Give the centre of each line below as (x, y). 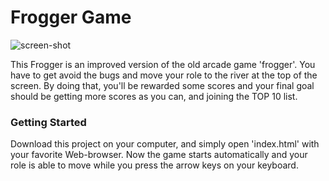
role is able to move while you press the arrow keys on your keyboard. (154, 165)
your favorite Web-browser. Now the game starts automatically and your (159, 155)
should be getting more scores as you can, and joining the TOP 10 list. (154, 96)
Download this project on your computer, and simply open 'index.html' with (165, 144)
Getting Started (48, 122)
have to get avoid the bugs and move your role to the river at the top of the (164, 75)
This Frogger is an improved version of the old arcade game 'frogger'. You (163, 64)
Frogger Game (71, 17)
